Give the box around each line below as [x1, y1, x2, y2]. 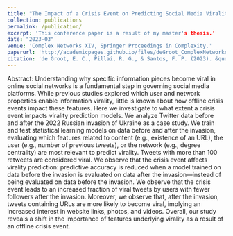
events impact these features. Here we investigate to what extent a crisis [7, 103, 215, 112]
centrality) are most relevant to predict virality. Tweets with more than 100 [7, 148, 218, 156]
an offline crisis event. [7, 221, 71, 230]
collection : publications [7, 17, 82, 24]
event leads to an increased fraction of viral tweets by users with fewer [7, 185, 210, 193]
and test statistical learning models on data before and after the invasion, [7, 126, 216, 134]
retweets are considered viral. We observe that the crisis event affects [7, 155, 208, 164]
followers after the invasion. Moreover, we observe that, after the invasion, [7, 192, 220, 201]
